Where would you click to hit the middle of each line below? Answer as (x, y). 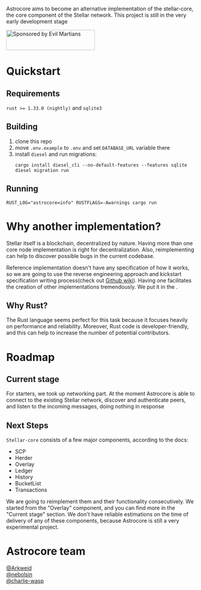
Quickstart (34, 71)
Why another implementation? (84, 226)
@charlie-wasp (25, 581)
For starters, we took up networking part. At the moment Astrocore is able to (100, 394)
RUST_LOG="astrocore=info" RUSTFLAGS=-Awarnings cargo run (82, 203)
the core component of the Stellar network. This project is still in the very (96, 15)
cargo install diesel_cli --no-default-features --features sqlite (101, 165)
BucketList (28, 484)
